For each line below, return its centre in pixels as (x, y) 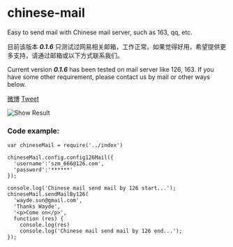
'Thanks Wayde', (37, 207)
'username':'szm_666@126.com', (59, 164)
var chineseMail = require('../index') (65, 146)
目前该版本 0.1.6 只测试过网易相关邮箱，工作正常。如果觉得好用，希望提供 (114, 46)
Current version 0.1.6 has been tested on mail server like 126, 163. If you (111, 69)
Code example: (33, 131)
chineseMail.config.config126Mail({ (60, 158)
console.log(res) (45, 225)
